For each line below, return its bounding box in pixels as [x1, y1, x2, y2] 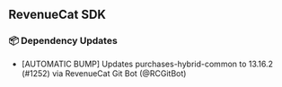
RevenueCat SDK [8, 7, 107, 22]
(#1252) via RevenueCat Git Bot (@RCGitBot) [21, 67, 187, 79]
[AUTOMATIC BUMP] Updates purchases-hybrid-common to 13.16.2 [21, 58, 274, 69]
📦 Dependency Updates [8, 35, 118, 48]
